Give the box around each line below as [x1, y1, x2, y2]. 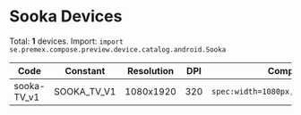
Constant [64, 64, 106, 77]
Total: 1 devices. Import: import [9, 36, 124, 46]
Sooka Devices [9, 6, 123, 27]
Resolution [126, 64, 175, 77]
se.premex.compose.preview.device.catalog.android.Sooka [9, 45, 227, 54]
